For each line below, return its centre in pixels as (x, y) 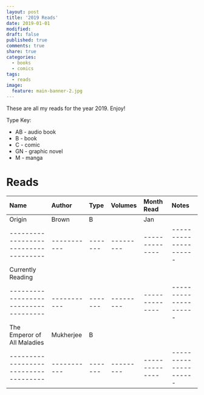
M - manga (29, 157)
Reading (21, 277)
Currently (23, 269)
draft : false (23, 35)
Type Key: (19, 120)
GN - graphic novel (39, 151)
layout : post (23, 12)
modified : (19, 29)
